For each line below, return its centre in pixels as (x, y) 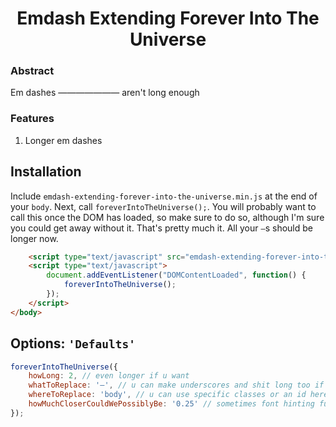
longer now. (34, 238)
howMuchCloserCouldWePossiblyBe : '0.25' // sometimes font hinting (171, 404)
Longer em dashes (63, 140)
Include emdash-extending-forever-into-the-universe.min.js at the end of (164, 196)
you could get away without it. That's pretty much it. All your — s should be (161, 228)
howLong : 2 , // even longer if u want (109, 376)
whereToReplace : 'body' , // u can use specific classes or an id (167, 395)
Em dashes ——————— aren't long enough (105, 93)
